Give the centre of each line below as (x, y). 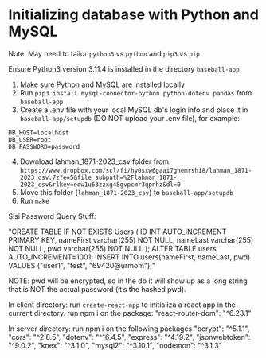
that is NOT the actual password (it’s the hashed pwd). (97, 289)
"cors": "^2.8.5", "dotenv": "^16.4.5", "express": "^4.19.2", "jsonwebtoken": (129, 337)
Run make (34, 200)
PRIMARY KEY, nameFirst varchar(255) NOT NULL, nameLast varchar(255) (131, 239)
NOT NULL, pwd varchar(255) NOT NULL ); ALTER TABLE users (112, 248)
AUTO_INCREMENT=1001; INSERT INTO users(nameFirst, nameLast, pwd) (129, 257)
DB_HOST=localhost (39, 133)
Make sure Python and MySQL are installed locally (102, 84)
